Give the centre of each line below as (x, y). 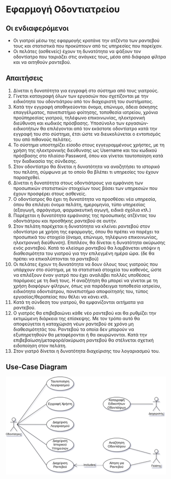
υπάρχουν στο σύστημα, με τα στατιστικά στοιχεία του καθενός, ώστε (87, 270)
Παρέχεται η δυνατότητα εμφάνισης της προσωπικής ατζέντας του (84, 215)
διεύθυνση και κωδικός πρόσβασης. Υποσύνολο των (69, 123)
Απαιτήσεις (24, 78)
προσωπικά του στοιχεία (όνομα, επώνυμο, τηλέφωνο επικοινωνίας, (85, 237)
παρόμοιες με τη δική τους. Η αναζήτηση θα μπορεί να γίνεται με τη (85, 280)
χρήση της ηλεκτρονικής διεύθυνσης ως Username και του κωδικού (85, 150)
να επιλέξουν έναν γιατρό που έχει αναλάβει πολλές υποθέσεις (82, 275)
